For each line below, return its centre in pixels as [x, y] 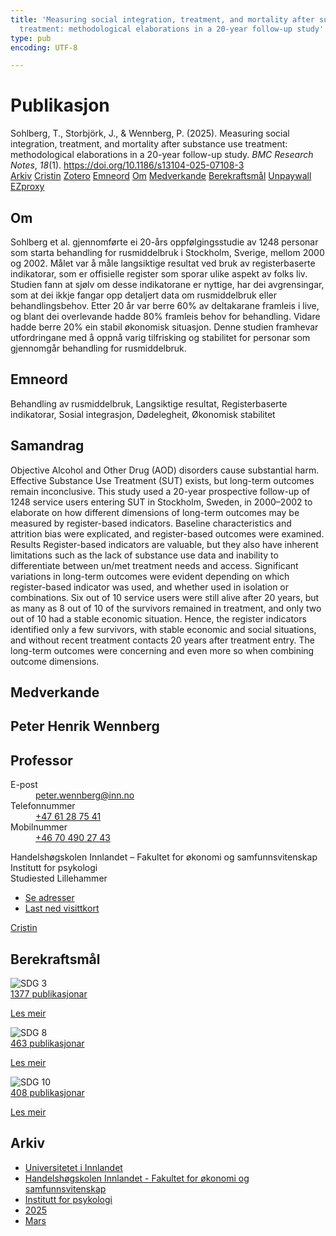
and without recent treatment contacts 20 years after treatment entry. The [163, 640]
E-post [24, 785]
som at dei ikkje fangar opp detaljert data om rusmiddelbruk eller [143, 295]
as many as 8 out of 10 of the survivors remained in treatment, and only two [166, 608]
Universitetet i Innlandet [73, 1167]
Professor [41, 760]
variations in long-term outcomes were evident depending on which [150, 576]
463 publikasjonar [47, 1043]
